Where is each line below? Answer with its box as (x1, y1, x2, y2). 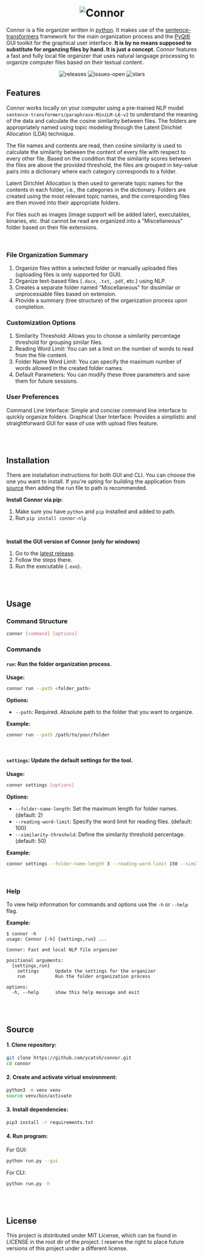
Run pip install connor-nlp (15, 514, 87, 522)
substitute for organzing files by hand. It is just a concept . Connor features (6, 46, 197, 53)
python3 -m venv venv (6, 1087, 61, 1093)
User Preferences (6, 393, 59, 401)
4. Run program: (6, 1133, 49, 1140)
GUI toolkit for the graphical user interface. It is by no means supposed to (6, 39, 192, 46)
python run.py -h (6, 1181, 50, 1187)
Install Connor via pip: (6, 496, 63, 503)
